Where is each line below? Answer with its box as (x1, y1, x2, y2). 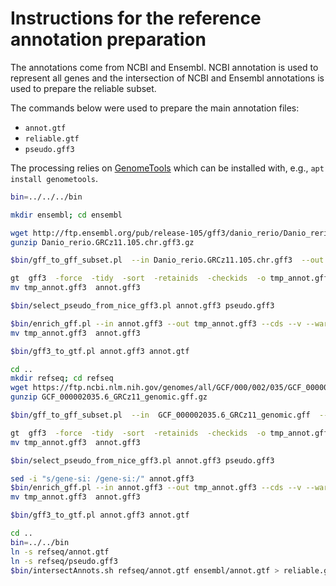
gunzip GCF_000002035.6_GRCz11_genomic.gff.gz (10, 392, 208, 402)
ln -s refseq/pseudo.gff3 (10, 556, 118, 566)
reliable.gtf (24, 133, 80, 144)
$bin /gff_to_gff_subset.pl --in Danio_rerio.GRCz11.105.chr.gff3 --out (10, 255, 325, 266)
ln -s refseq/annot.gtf (10, 547, 110, 557)
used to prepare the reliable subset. (10, 82, 157, 94)
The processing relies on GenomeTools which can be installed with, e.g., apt (10, 162, 325, 174)
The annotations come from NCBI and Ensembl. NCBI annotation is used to (10, 61, 319, 73)
